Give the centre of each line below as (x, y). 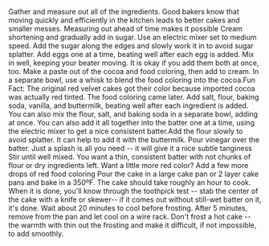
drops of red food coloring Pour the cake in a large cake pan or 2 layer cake (134, 174)
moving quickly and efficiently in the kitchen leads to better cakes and (124, 20)
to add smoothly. (36, 234)
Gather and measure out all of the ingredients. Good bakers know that (124, 12)
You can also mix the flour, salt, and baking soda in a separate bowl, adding (133, 114)
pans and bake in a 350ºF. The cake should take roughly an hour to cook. (130, 182)
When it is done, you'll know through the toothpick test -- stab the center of (133, 191)
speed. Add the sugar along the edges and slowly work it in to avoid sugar (131, 46)
